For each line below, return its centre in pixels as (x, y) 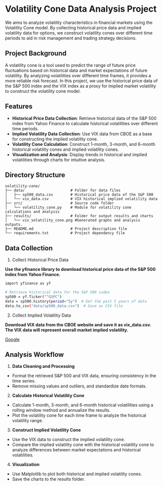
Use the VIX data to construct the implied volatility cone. (69, 440)
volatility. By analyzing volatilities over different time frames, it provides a (78, 75)
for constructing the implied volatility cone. (55, 139)
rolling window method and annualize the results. (61, 410)
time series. (24, 381)
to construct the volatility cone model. (43, 91)
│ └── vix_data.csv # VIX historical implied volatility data (81, 199)
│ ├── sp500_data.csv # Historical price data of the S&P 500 (79, 195)
